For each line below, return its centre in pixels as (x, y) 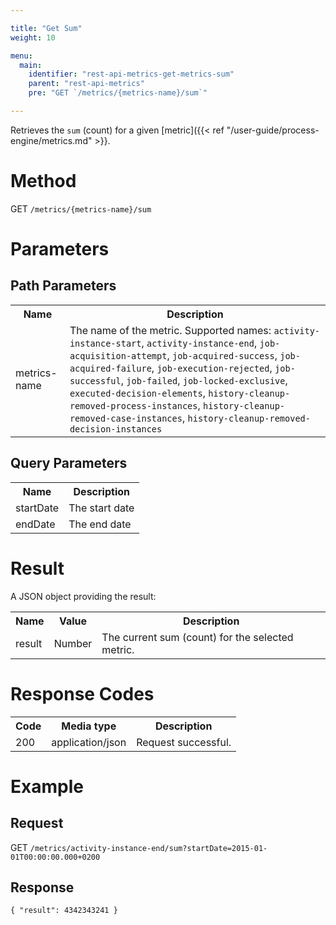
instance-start (105, 343)
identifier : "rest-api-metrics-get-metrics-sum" (131, 74)
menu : (21, 56)
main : (31, 65)
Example (47, 786)
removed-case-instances (126, 418)
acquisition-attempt (118, 355)
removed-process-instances (133, 405)
